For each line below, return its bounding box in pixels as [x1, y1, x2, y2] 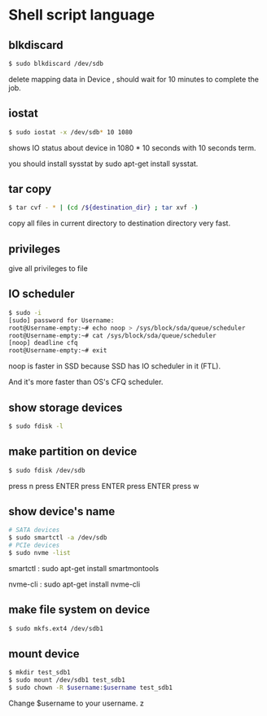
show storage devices [8, 400, 123, 414]
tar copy [8, 181, 52, 196]
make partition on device [8, 445, 138, 459]
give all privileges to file [8, 264, 88, 273]
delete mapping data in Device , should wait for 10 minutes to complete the [8, 74, 259, 84]
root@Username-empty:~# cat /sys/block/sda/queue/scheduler [8, 331, 217, 339]
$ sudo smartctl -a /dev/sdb [8, 534, 107, 542]
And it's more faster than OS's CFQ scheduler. [8, 377, 164, 387]
